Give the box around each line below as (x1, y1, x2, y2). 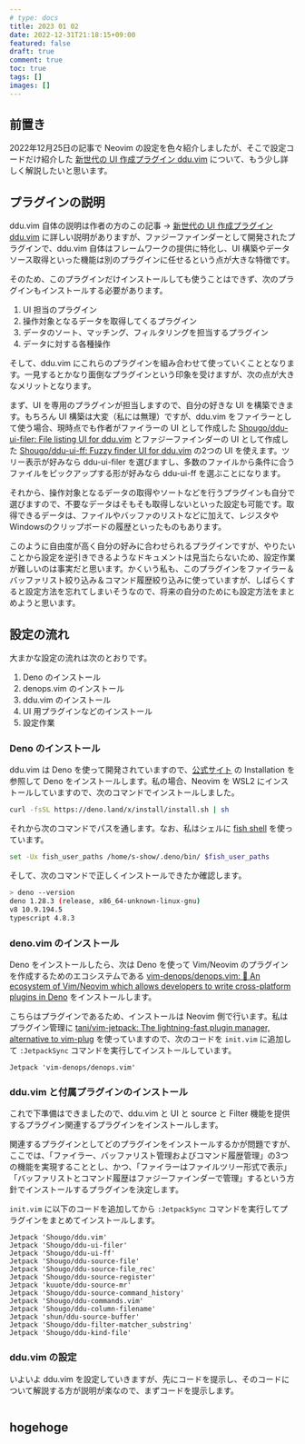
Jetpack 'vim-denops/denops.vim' (9, 1062, 136, 1072)
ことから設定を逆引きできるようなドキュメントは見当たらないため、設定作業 (9, 552, 296, 563)
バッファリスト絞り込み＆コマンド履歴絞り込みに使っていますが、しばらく (9, 574, 288, 586)
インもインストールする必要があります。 (16, 285, 168, 296)
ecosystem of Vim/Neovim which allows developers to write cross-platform (9, 981, 291, 991)
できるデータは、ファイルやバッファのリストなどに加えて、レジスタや (16, 510, 280, 521)
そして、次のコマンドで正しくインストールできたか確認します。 (9, 870, 247, 881)
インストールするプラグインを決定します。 (25, 1184, 184, 1195)
